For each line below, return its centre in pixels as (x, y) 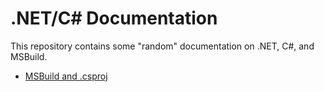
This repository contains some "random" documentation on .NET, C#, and (162, 46)
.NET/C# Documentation (114, 18)
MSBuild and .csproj (66, 76)
